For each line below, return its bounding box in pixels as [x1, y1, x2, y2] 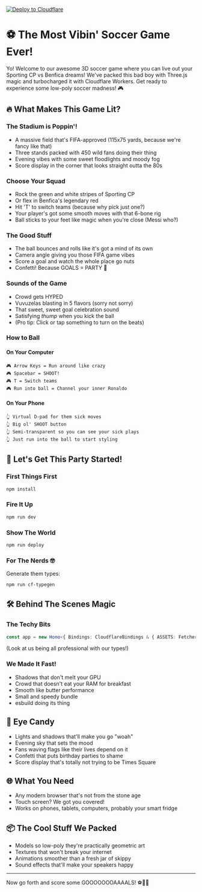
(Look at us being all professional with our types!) [6, 645, 129, 652]
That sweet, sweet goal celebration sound [14, 305, 119, 313]
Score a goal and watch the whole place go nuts [14, 258, 135, 265]
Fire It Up [6, 500, 33, 509]
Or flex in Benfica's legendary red [14, 197, 99, 204]
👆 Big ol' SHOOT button [6, 421, 67, 427]
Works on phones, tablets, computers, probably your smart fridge [14, 804, 178, 812]
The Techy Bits [6, 620, 51, 629]
